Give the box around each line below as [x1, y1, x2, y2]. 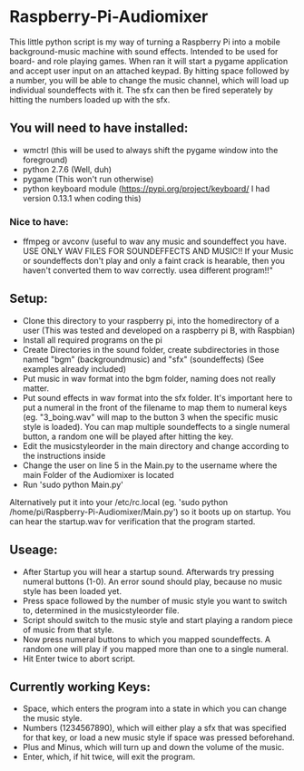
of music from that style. [22, 624, 115, 635]
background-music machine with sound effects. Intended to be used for [9, 45, 279, 56]
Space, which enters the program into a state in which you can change [22, 703, 288, 714]
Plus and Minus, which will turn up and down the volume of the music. [22, 742, 285, 753]
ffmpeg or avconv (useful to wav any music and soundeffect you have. [22, 236, 288, 247]
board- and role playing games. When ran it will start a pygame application [9, 55, 289, 66]
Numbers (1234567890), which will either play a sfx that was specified [22, 723, 287, 734]
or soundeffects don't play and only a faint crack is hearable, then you [22, 256, 286, 267]
